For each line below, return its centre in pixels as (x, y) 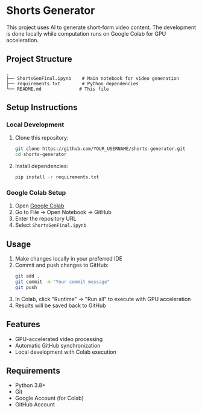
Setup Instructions (42, 107)
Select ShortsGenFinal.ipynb (51, 225)
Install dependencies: (42, 166)
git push (26, 287)
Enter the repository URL (46, 219)
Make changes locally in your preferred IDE (68, 259)
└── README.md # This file (58, 89)
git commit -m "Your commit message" (62, 282)
